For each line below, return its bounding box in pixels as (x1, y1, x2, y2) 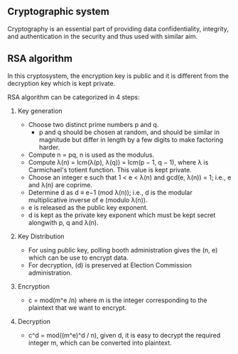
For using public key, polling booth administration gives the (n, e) (28, 245, 218, 254)
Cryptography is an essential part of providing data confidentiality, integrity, (7, 24, 229, 33)
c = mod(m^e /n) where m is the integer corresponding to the (28, 296, 207, 304)
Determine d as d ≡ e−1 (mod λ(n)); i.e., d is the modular (28, 188, 193, 197)
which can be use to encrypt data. (28, 253, 129, 262)
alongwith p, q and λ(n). (28, 218, 99, 226)
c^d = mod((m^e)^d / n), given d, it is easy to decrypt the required (28, 331, 221, 339)
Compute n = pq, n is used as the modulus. (28, 150, 155, 159)
